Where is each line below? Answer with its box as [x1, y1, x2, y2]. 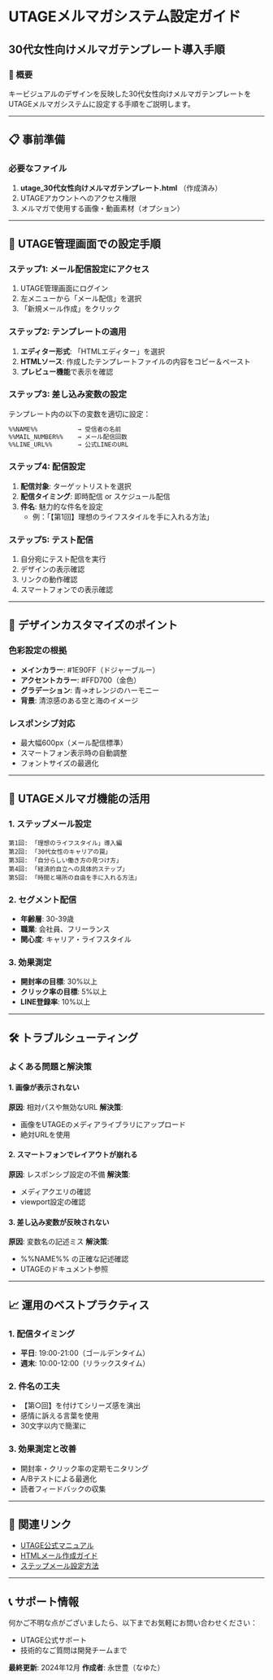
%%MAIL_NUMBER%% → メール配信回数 [8, 432, 128, 441]
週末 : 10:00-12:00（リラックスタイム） [19, 1358, 150, 1368]
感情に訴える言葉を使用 [19, 1410, 99, 1421]
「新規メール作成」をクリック [19, 304, 120, 314]
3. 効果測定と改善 [8, 1443, 77, 1454]
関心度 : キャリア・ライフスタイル [19, 934, 132, 945]
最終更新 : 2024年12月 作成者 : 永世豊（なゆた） [8, 1663, 165, 1673]
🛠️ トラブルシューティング [8, 1031, 139, 1045]
